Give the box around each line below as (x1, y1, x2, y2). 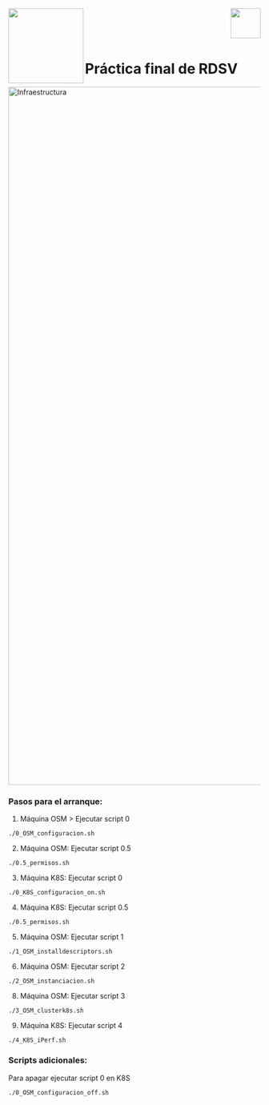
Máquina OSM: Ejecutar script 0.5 (19, 844, 131, 854)
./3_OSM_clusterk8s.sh (8, 1007, 84, 1015)
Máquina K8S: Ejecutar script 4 (19, 1021, 122, 1031)
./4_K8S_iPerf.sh (8, 1036, 66, 1044)
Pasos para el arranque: (8, 796, 103, 807)
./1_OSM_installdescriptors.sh (8, 948, 113, 956)
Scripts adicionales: (8, 1055, 88, 1066)
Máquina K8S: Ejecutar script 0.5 (19, 902, 129, 912)
